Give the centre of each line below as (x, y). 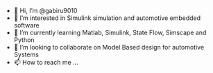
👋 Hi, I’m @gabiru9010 (45, 11)
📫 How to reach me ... (46, 62)
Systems (26, 54)
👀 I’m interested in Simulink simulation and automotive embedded (107, 18)
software (26, 25)
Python (24, 40)
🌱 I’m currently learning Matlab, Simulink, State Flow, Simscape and (110, 32)
